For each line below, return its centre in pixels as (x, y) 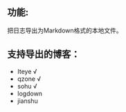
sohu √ (27, 86)
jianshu (27, 101)
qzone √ (29, 79)
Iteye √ (27, 71)
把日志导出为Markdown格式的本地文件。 (65, 30)
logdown (30, 93)
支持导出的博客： (44, 54)
